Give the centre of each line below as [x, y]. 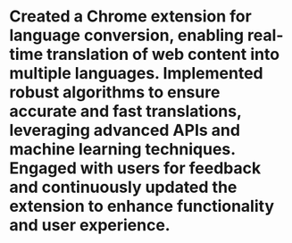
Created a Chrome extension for [130, 17]
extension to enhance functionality [142, 206]
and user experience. [90, 226]
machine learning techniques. [122, 150]
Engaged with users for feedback [135, 168]
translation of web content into [163, 54]
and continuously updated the [123, 187]
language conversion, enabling [126, 35]
